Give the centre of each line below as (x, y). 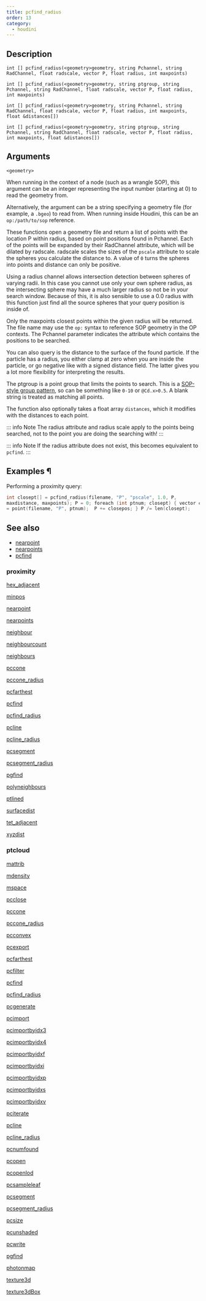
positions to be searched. (38, 340)
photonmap (21, 1268)
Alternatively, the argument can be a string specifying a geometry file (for (99, 207)
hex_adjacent (23, 585)
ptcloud (18, 850)
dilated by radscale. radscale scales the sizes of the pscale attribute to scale (103, 251)
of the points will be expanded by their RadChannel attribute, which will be (100, 245)
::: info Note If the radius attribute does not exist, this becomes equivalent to (102, 445)
